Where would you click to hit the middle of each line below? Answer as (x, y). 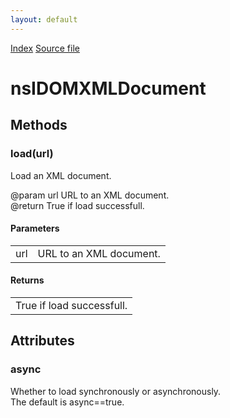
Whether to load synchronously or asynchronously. (116, 391)
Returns (27, 280)
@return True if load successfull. (77, 205)
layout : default (44, 19)
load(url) (32, 154)
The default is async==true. (67, 402)
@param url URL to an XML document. (90, 195)
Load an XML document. (61, 175)
